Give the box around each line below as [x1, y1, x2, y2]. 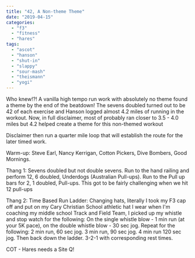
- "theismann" [11, 74, 46, 80]
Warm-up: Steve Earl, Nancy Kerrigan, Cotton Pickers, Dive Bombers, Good [6, 150, 187, 156]
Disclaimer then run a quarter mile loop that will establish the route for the [6, 132, 183, 138]
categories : [6, 19, 35, 25]
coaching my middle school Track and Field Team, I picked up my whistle [6, 209, 182, 216]
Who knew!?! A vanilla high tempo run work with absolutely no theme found [6, 96, 188, 103]
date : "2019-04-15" [6, 14, 54, 20]
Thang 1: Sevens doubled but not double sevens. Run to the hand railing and [6, 167, 190, 174]
